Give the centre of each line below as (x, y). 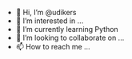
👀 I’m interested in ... (50, 21)
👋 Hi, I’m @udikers (46, 12)
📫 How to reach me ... (53, 47)
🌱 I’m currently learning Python (67, 29)
